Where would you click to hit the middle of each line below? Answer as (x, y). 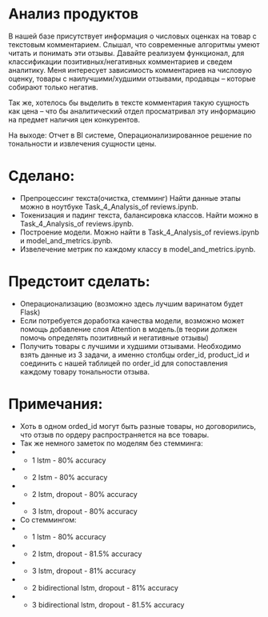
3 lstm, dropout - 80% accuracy (84, 511)
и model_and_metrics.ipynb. (66, 240)
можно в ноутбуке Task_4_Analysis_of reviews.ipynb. (109, 206)
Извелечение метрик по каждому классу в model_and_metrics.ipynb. (138, 249)
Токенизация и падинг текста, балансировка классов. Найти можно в (139, 215)
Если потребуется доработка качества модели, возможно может (132, 320)
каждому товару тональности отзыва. (85, 371)
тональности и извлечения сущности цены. (82, 143)
